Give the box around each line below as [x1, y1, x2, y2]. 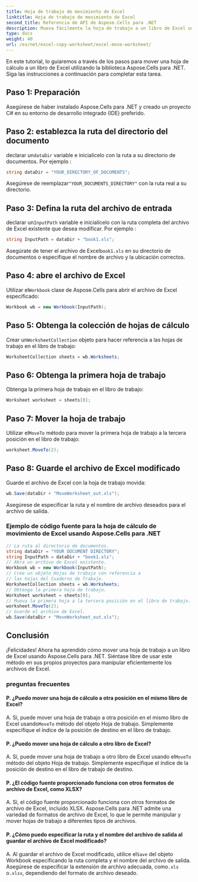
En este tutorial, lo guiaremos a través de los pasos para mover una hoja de [6, 57, 189, 65]
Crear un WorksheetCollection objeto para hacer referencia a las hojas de [6, 336, 183, 343]
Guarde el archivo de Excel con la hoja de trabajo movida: [6, 479, 146, 486]
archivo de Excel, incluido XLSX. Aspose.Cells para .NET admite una [6, 805, 172, 812]
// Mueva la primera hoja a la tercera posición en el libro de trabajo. [6, 598, 192, 604]
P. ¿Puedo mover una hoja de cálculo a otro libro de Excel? [6, 740, 151, 747]
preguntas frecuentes [6, 680, 70, 688]
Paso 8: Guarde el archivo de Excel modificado [6, 463, 181, 473]
